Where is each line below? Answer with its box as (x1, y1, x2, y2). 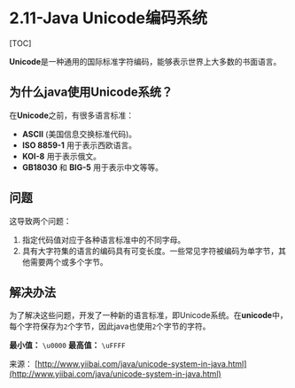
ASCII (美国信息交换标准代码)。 (21, 128, 137, 139)
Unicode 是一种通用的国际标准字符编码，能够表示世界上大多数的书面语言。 (9, 56, 282, 66)
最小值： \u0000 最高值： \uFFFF (9, 340, 126, 351)
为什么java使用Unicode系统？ (9, 85, 174, 100)
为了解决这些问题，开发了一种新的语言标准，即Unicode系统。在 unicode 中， (9, 310, 288, 321)
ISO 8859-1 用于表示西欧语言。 (21, 139, 137, 151)
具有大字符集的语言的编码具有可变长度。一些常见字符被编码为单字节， (21, 245, 279, 256)
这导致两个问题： (9, 215, 72, 226)
